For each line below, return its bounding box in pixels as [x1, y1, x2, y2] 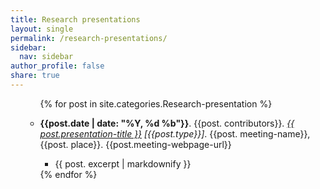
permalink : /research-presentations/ [10, 33, 168, 43]
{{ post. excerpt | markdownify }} [54, 157, 192, 170]
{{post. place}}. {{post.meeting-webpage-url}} [39, 138, 232, 150]
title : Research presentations [10, 14, 141, 25]
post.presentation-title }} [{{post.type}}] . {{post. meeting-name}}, [39, 127, 311, 140]
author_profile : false [10, 61, 105, 71]
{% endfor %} [39, 168, 98, 180]
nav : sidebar [19, 52, 74, 62]
